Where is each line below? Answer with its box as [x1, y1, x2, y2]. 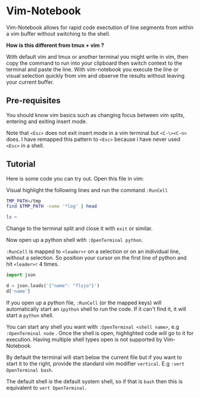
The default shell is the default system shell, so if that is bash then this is [6, 377, 183, 385]
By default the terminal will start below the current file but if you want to [6, 354, 183, 361]
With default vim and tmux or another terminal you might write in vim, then [6, 53, 189, 60]
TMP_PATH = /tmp [6, 198, 42, 204]
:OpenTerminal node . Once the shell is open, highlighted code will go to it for [6, 329, 194, 336]
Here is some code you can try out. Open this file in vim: [6, 175, 144, 182]
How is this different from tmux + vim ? [6, 42, 104, 49]
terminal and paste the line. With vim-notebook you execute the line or [6, 65, 179, 73]
